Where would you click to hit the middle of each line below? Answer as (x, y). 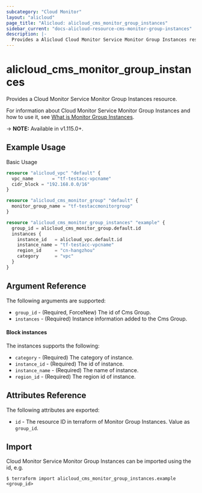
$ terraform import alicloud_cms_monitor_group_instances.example (91, 479)
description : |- (26, 34)
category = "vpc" (45, 256)
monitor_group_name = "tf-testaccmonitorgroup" (72, 206)
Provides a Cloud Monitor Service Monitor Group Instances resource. (92, 99)
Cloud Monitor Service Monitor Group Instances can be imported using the (99, 461)
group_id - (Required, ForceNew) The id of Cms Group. (83, 312)
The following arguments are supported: (56, 301)
